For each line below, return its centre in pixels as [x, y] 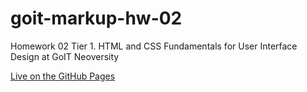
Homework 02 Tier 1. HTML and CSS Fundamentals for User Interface [154, 46]
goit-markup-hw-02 [96, 18]
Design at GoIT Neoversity [65, 56]
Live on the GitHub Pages [63, 76]
